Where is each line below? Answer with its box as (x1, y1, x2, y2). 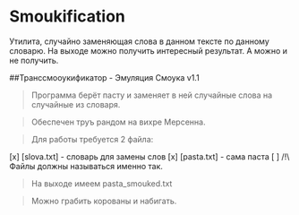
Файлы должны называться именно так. (9, 160, 164, 171)
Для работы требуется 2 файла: (30, 133, 154, 144)
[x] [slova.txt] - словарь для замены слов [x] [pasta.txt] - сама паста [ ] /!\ (9, 150, 290, 162)
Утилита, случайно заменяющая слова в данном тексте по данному (9, 36, 270, 47)
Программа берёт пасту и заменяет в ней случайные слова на (30, 90, 273, 100)
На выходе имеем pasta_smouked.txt (30, 177, 173, 189)
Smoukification (9, 6, 125, 27)
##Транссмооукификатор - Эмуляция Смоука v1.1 (9, 72, 200, 82)
